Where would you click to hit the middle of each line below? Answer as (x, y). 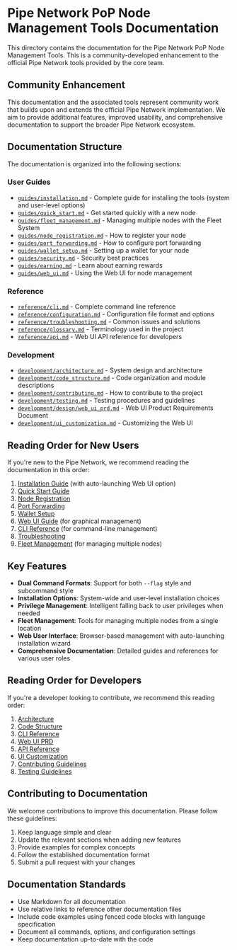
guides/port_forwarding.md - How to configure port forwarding (109, 243)
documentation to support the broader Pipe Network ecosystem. (102, 125)
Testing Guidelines (45, 771)
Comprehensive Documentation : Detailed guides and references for (118, 651)
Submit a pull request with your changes (76, 862)
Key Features (37, 566)
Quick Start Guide (44, 491)
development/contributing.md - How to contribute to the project (110, 393)
